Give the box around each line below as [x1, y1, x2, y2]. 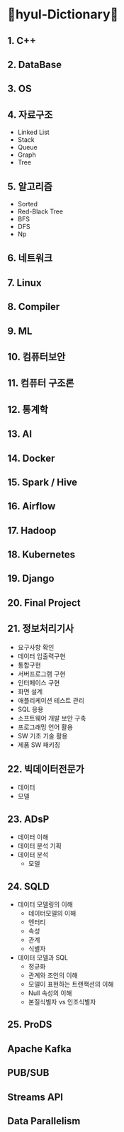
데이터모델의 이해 [28, 909, 77, 918]
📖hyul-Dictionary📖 [7, 6, 119, 23]
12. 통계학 [7, 404, 48, 416]
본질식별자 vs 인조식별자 [28, 998, 96, 1006]
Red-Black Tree [17, 207, 64, 216]
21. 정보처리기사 [7, 623, 74, 635]
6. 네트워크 [7, 252, 53, 265]
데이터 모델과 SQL [17, 953, 69, 962]
